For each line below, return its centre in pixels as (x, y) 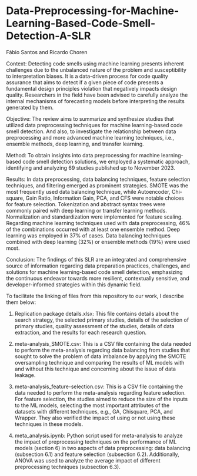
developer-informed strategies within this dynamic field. (74, 285)
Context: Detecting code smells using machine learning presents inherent (95, 64)
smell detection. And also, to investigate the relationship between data (91, 131)
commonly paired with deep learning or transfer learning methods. (87, 210)
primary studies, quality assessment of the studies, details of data (94, 326)
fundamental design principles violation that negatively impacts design (92, 88)
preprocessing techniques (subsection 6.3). (67, 467)
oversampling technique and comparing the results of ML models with (99, 362)
